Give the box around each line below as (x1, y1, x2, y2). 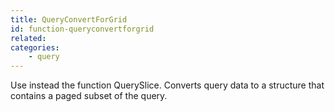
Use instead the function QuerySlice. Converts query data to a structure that (10, 79, 325, 91)
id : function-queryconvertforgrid (10, 24, 155, 34)
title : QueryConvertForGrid (10, 14, 128, 25)
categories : (10, 42, 60, 53)
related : (10, 33, 47, 43)
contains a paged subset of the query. (10, 90, 168, 102)
